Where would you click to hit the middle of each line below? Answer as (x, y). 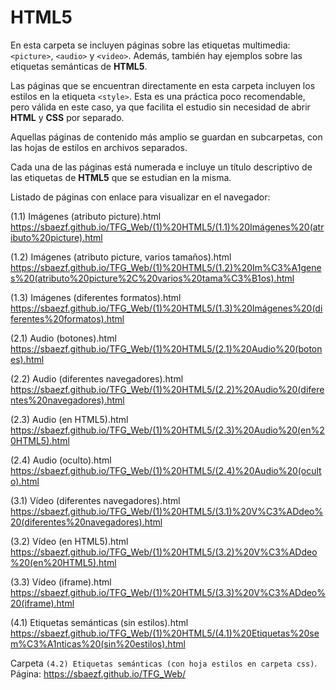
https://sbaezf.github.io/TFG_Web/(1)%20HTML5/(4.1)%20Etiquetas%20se (165, 633)
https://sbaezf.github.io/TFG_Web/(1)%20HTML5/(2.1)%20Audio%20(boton (166, 348)
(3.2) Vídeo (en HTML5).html (69, 541)
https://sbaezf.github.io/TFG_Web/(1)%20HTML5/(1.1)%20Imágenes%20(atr (167, 227)
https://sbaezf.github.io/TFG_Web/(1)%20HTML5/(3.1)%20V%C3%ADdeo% (167, 511)
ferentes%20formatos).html (67, 318)
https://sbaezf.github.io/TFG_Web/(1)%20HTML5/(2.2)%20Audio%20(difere (167, 389)
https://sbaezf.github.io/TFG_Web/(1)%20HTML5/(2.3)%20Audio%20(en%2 (167, 430)
